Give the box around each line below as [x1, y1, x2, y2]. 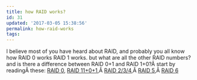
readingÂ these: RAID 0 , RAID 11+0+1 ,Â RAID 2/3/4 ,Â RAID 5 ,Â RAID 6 [6, 67, 179, 74]
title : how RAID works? [6, 8, 66, 15]
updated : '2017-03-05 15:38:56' [6, 20, 87, 26]
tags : [6, 31, 20, 37]
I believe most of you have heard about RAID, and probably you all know [6, 48, 185, 55]
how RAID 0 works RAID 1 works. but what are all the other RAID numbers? [6, 54, 191, 61]
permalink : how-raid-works [6, 25, 74, 32]
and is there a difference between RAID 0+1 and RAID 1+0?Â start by [6, 61, 176, 68]
